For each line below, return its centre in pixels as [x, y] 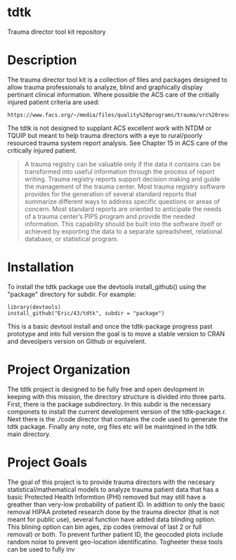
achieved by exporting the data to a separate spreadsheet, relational [123, 231]
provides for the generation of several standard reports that [110, 193]
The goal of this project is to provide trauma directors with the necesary [111, 482]
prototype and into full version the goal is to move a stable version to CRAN [116, 333]
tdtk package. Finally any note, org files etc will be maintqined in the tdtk [112, 426]
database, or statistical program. [72, 238]
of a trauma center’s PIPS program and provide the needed [110, 216]
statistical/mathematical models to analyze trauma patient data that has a [113, 489]
